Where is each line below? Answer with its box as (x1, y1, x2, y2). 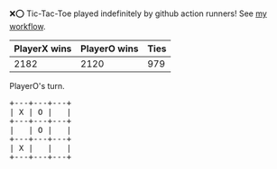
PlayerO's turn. (9, 81, 65, 91)
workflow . (9, 22, 46, 31)
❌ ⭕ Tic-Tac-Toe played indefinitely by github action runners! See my (9, 8, 268, 19)
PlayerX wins (14, 42, 72, 55)
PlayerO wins (80, 42, 139, 55)
